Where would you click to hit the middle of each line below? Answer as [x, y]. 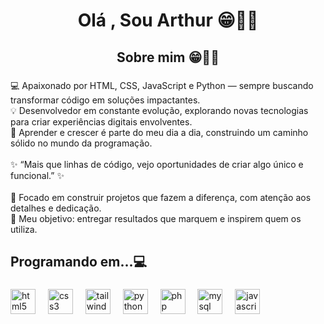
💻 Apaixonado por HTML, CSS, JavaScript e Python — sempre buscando [162, 85]
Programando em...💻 [79, 261]
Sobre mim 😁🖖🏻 [168, 57]
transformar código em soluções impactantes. [105, 100]
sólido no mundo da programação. [81, 143]
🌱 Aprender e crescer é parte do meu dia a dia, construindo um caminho [159, 132]
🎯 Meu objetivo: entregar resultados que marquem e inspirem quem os [156, 218]
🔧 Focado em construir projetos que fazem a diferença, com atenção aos [161, 197]
